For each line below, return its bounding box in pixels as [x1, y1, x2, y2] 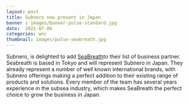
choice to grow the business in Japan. [6, 91, 101, 98]
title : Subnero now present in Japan [6, 14, 101, 20]
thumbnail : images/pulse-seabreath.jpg [6, 36, 107, 42]
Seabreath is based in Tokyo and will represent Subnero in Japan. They [6, 59, 184, 66]
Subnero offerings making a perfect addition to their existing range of [6, 72, 179, 79]
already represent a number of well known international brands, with [6, 66, 176, 72]
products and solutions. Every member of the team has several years [6, 78, 178, 85]
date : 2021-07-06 [6, 25, 52, 32]
